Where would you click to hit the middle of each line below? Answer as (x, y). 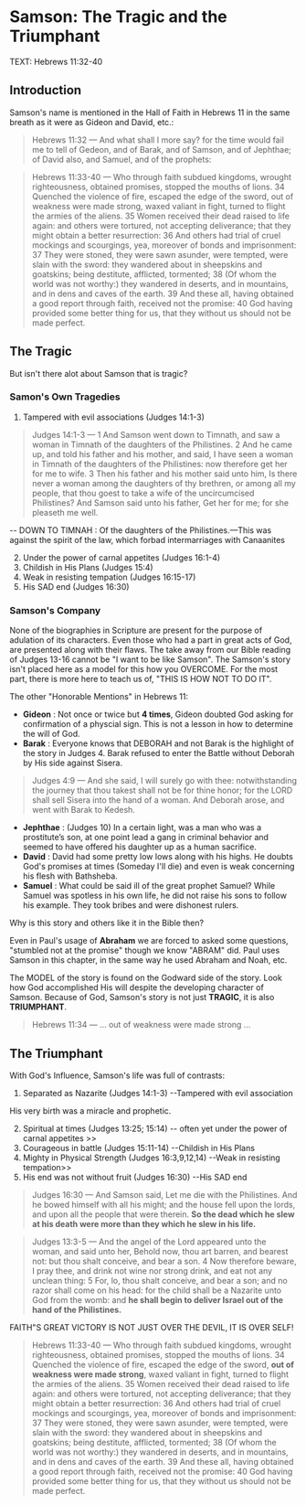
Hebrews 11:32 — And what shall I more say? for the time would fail (158, 140)
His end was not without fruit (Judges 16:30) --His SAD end (135, 1177)
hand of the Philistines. (77, 1309)
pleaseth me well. (65, 512)
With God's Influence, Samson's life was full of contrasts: (117, 1075)
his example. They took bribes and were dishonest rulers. (131, 905)
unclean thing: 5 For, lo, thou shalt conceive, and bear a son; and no (159, 1280)
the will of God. (51, 734)
